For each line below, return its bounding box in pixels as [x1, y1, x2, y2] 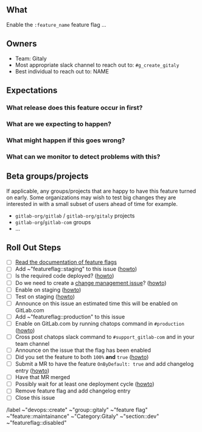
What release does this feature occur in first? [6, 103, 143, 112]
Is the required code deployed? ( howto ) [15, 272, 114, 279]
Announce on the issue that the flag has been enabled [15, 346, 151, 354]
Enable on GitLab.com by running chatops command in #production [15, 320, 184, 327]
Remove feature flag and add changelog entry [15, 387, 131, 394]
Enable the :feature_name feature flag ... [6, 21, 106, 28]
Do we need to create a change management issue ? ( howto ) [15, 279, 167, 286]
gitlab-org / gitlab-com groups [15, 218, 91, 225]
